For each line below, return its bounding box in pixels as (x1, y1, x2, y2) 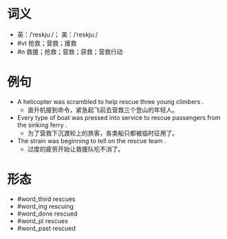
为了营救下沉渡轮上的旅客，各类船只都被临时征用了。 (27, 129, 179, 137)
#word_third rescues (17, 194, 76, 203)
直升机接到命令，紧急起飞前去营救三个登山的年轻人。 (27, 105, 179, 114)
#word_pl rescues (17, 216, 69, 225)
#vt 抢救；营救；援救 (17, 39, 77, 47)
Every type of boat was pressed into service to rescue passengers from (17, 113, 221, 121)
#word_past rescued (17, 224, 76, 232)
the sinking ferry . (17, 121, 67, 129)
